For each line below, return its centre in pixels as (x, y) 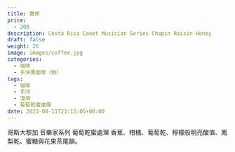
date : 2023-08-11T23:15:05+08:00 (56, 111)
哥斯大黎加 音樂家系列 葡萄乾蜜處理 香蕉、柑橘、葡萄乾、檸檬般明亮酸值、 (114, 132)
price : (17, 20)
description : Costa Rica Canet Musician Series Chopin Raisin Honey (109, 33)
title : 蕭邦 (23, 14)
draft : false (26, 40)
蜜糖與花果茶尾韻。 (53, 141)
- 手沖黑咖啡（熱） (38, 72)
